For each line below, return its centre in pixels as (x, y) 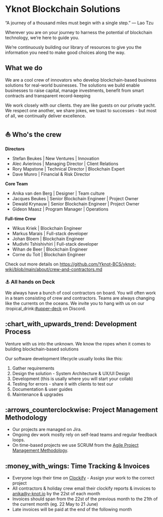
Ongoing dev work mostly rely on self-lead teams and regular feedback (85, 435)
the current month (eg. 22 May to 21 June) (55, 504)
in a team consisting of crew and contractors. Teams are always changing (80, 298)
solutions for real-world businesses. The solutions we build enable (72, 85)
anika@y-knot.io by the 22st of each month (56, 494)
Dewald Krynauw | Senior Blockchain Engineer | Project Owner (76, 204)
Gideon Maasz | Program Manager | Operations (60, 209)
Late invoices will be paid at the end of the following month (72, 510)
